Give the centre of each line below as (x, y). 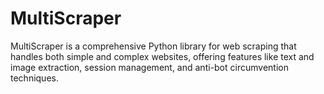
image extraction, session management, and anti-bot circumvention (149, 67)
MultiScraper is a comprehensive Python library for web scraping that (153, 46)
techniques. (34, 78)
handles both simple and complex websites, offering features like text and (162, 56)
